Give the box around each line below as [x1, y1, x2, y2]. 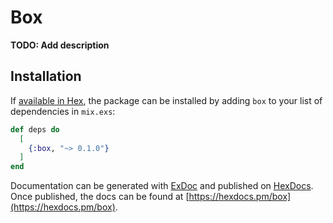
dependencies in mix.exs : [10, 105, 116, 117]
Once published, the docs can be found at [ [10, 191, 190, 203]
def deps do [10, 124, 60, 135]
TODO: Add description [10, 39, 110, 51]
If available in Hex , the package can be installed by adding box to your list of [10, 94, 323, 106]
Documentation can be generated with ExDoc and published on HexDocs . [10, 180, 314, 192]
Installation [10, 68, 82, 85]
